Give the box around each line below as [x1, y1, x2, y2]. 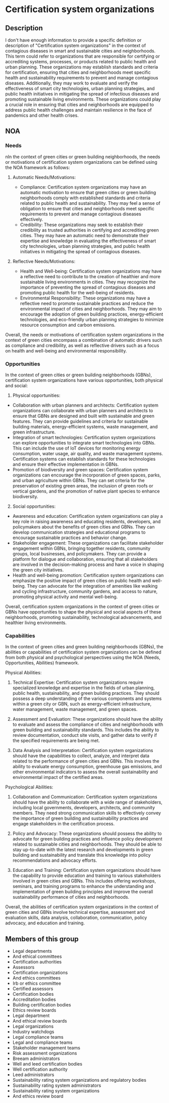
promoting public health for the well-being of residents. [20, 289, 135, 295]
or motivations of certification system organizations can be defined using [5, 159, 157, 165]
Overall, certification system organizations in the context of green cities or [5, 603, 159, 609]
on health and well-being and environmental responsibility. [5, 347, 127, 354]
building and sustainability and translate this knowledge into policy [12, 852, 151, 858]
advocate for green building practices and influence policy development [12, 836, 162, 842]
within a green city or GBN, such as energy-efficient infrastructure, [12, 701, 152, 707]
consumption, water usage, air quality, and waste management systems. [12, 450, 163, 456]
